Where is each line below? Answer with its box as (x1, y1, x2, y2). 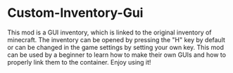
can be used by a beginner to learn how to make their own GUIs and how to (7, 51, 227, 59)
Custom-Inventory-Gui (7, 5, 144, 21)
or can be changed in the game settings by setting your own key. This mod (7, 43, 224, 51)
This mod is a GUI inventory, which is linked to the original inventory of (7, 28, 213, 36)
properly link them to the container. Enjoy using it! (7, 58, 151, 66)
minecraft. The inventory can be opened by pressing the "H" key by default (7, 35, 225, 44)
